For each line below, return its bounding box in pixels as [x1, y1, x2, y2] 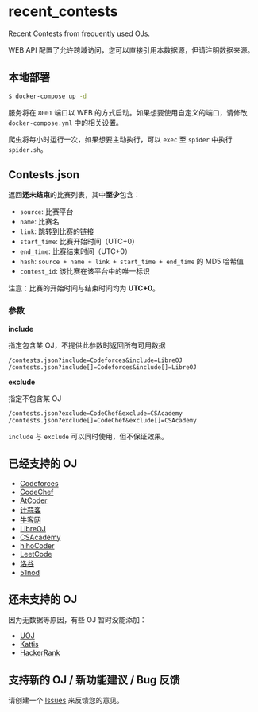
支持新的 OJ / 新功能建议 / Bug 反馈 [8, 673, 180, 687]
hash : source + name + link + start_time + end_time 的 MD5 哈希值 [19, 257, 245, 267]
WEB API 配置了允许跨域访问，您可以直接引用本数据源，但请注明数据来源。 [8, 45, 255, 54]
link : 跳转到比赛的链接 [19, 227, 94, 236]
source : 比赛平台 [19, 207, 74, 216]
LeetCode [19, 549, 52, 558]
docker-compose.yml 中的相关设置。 [8, 118, 123, 127]
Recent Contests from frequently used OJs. [8, 29, 151, 38]
